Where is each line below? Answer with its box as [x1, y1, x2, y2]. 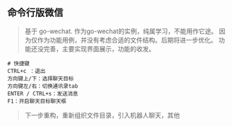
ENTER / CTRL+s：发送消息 [7, 90, 79, 97]
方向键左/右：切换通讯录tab [7, 82, 79, 90]
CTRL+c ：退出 [7, 67, 46, 74]
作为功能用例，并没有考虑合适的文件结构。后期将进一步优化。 [37, 35, 217, 44]
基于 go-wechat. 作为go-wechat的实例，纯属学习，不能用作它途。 [24, 27, 218, 35]
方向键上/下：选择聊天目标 [7, 75, 74, 82]
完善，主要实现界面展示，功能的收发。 [43, 45, 156, 53]
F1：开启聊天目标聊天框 [7, 98, 67, 105]
